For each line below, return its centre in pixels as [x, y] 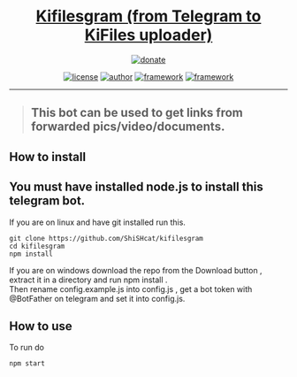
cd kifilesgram [37, 246]
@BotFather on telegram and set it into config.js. [97, 298]
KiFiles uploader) [148, 35]
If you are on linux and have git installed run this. [97, 222]
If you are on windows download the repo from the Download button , [136, 270]
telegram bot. [47, 201]
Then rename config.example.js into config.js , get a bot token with [131, 289]
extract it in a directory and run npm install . [88, 280]
